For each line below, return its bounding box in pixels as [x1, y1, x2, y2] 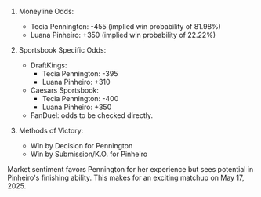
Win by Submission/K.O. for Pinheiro [30, 149, 148, 159]
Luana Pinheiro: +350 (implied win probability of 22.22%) [30, 31, 216, 39]
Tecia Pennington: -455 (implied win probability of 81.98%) [30, 22, 221, 31]
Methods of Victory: [18, 126, 84, 135]
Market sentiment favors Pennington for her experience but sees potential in [7, 165, 254, 173]
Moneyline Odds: [18, 7, 74, 16]
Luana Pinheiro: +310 [42, 78, 111, 86]
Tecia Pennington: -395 [42, 69, 118, 78]
